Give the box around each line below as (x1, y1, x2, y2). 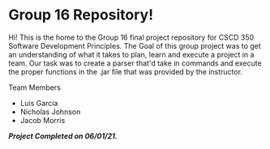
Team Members (8, 83, 61, 92)
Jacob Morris (19, 115, 66, 125)
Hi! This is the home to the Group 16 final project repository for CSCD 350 (8, 32, 255, 42)
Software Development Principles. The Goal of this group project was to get (8, 40, 261, 50)
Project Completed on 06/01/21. (8, 131, 118, 141)
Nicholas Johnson (19, 107, 81, 117)
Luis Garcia (19, 98, 58, 108)
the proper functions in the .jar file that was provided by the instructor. (8, 66, 243, 76)
